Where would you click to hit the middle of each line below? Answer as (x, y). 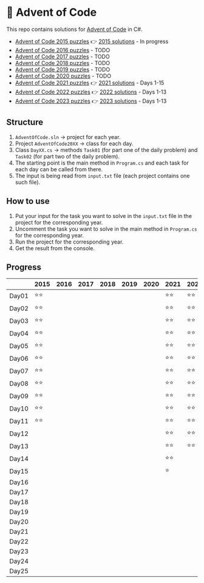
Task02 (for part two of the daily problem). (67, 156)
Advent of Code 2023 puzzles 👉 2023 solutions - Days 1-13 (91, 101)
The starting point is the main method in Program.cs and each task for (102, 163)
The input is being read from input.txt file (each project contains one (102, 176)
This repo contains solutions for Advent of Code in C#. (74, 29)
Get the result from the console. (55, 248)
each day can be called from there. (59, 169)
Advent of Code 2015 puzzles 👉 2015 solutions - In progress (92, 41)
